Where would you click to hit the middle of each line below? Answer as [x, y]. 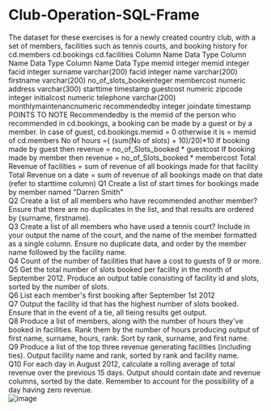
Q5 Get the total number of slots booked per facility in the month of [120, 269]
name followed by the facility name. [68, 252]
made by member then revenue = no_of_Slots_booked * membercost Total [132, 157]
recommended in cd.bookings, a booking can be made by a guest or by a [130, 123]
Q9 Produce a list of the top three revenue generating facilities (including [130, 346]
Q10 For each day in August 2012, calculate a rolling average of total [122, 364]
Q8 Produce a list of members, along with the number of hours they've [126, 320]
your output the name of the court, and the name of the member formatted [133, 235]
